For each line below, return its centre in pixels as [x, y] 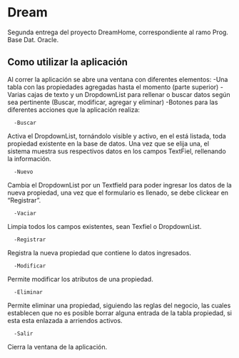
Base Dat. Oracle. [33, 39]
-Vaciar [25, 213]
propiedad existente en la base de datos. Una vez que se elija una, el [108, 143]
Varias [17, 94]
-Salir [24, 333]
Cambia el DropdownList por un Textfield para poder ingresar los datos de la [119, 185]
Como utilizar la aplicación [68, 62]
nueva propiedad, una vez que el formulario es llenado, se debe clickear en [118, 193]
